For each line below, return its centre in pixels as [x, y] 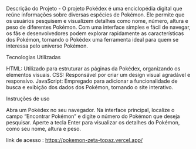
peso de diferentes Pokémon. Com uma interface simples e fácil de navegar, [98, 27]
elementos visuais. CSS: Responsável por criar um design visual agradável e [98, 75]
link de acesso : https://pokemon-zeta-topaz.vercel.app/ [75, 140]
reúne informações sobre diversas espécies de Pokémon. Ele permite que [95, 15]
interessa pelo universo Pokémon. [47, 46]
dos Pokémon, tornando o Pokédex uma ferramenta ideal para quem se [92, 40]
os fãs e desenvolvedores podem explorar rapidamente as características [95, 33]
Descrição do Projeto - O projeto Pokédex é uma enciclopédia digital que [94, 9]
